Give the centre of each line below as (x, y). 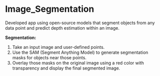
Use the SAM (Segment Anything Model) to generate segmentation (80, 52)
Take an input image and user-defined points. (58, 47)
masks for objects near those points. (49, 57)
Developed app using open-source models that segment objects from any (80, 23)
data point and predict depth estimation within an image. (62, 28)
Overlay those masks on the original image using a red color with (78, 63)
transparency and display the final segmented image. (66, 68)
